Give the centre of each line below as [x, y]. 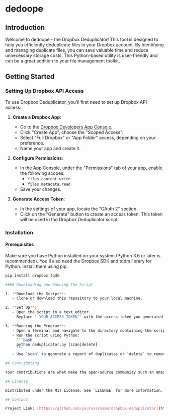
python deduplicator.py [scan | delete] [57, 345]
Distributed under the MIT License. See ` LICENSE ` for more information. [84, 390]
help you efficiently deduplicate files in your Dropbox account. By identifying [84, 45]
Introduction [25, 27]
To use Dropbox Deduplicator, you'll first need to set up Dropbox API [76, 102]
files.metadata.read [49, 184]
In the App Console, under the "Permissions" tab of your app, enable [91, 168]
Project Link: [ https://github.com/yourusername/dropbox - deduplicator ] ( [83, 408]
